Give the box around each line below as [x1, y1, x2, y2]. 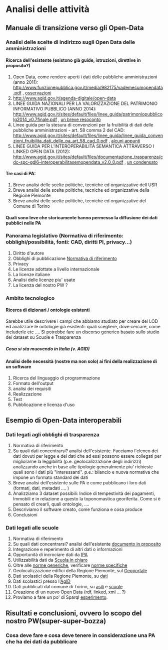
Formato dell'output [12, 380, 54, 386]
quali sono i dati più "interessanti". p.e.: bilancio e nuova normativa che [12, 469, 159, 475]
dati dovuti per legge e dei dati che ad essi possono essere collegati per [12, 453, 161, 459]
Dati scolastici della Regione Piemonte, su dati [12, 573, 108, 579]
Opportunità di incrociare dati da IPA [12, 552, 88, 558]
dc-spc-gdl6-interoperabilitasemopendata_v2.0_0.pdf [12, 159, 123, 165]
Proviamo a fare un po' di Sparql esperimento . [12, 594, 108, 600]
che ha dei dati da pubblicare [5, 638, 77, 645]
